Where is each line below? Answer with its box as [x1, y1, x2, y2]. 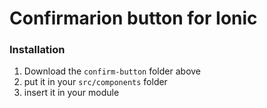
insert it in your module [23, 87, 120, 99]
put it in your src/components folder [23, 76, 168, 88]
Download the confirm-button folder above [23, 65, 202, 77]
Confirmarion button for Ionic [9, 7, 258, 30]
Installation [9, 43, 66, 57]
